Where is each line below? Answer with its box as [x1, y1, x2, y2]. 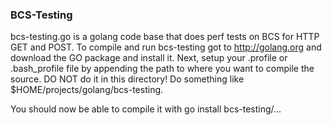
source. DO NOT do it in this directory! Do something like [10, 73, 245, 85]
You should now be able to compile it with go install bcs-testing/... [10, 103, 282, 115]
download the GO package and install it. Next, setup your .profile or [10, 52, 288, 64]
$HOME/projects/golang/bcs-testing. [10, 84, 164, 96]
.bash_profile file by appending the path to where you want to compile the [10, 63, 315, 75]
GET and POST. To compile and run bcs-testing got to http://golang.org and [10, 41, 322, 53]
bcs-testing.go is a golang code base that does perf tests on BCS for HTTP [10, 31, 320, 43]
